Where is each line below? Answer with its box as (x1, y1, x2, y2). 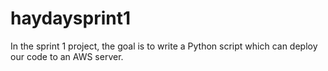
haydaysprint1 (10, 7, 132, 30)
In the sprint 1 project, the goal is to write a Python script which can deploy (10, 40, 318, 52)
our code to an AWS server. (10, 50, 124, 62)
